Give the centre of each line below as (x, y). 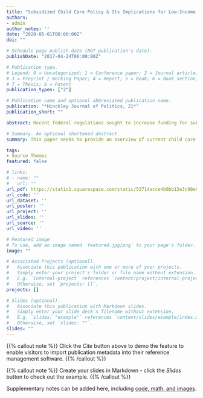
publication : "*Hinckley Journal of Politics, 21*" (72, 106)
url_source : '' (25, 223)
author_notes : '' (28, 29)
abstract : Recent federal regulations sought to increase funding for (97, 123)
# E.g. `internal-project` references (58, 278)
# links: (17, 173)
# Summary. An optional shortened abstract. (63, 133)
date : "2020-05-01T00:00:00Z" (44, 34)
